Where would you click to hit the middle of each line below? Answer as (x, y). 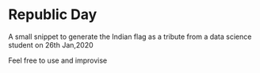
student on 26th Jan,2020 (51, 44)
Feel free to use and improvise (58, 60)
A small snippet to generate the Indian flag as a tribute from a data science (130, 36)
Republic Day (53, 15)
